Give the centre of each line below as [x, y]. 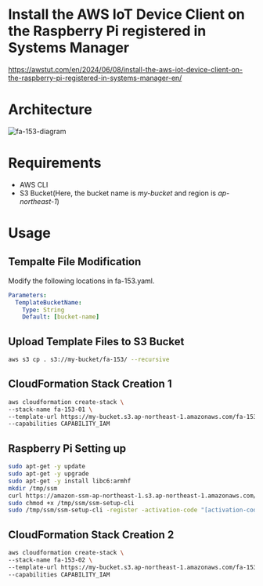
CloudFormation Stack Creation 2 [91, 535]
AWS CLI [34, 184]
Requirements [55, 163]
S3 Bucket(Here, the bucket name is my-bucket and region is [118, 193]
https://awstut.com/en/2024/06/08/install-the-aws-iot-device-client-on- [126, 69]
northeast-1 [38, 201]
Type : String [43, 310]
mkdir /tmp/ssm [33, 488]
